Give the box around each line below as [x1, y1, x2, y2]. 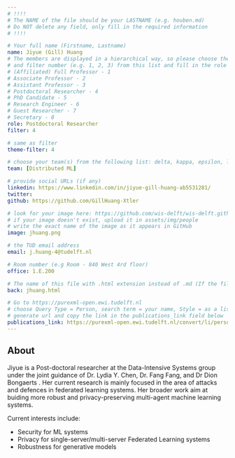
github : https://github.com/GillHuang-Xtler [7, 197, 139, 204]
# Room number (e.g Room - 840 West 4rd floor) [7, 261, 149, 268]
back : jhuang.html [7, 287, 61, 294]
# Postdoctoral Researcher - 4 [7, 88, 99, 95]
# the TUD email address [7, 242, 80, 249]
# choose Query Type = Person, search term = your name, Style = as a [7, 306, 218, 313]
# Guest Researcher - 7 [7, 108, 77, 115]
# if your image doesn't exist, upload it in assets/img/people [7, 216, 199, 224]
